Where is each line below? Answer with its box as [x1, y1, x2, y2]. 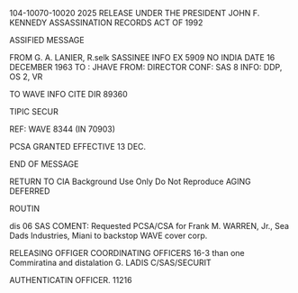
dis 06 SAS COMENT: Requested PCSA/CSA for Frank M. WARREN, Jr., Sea [9, 221, 290, 231]
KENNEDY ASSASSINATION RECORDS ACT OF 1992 [9, 17, 203, 28]
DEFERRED [9, 186, 50, 197]
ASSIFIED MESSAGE [9, 35, 85, 45]
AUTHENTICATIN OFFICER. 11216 [9, 275, 132, 285]
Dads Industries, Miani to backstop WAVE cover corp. [9, 230, 208, 241]
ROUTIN [9, 203, 41, 214]
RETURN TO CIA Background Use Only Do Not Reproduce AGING [9, 176, 252, 187]
